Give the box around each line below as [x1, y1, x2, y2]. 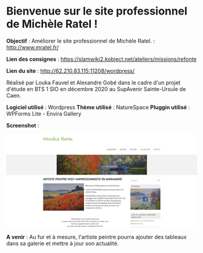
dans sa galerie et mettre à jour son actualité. [6, 240, 119, 247]
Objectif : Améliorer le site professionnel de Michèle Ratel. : [6, 37, 155, 44]
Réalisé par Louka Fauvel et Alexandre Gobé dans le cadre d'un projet [6, 79, 181, 86]
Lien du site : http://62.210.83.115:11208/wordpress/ [6, 67, 135, 74]
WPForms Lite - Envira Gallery [6, 110, 82, 117]
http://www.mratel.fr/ [6, 44, 59, 51]
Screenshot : [6, 121, 39, 129]
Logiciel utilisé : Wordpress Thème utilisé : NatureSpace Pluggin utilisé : [6, 103, 190, 110]
